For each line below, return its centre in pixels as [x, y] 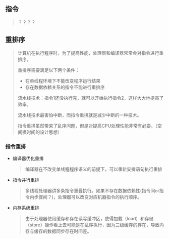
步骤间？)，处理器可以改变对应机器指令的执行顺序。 [88, 197]
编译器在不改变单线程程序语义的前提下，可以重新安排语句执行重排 [94, 169]
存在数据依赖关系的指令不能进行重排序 [65, 87]
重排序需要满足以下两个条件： [48, 70]
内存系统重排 [26, 208]
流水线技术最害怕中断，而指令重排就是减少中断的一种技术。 [79, 115]
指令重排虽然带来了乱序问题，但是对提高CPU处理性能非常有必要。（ [88, 126]
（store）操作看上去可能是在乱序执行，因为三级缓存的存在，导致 [92, 225]
